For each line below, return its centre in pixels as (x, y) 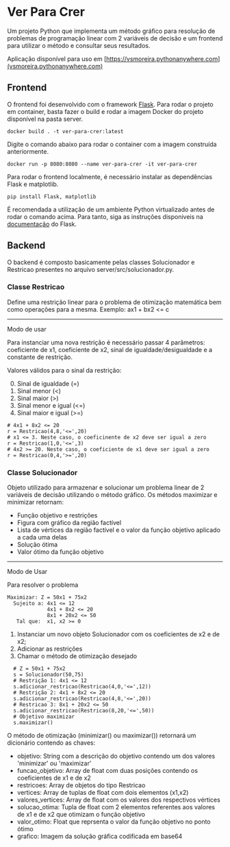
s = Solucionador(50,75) (49, 675)
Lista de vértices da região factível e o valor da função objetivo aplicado (119, 530)
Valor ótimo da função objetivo (60, 552)
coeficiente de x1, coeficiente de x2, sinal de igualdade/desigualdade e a (110, 349)
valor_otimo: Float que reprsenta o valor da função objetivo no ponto (114, 822)
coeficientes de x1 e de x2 (54, 778)
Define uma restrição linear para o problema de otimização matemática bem (114, 302)
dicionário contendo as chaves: (51, 743)
